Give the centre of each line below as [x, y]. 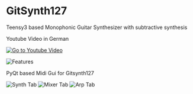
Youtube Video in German [38, 38]
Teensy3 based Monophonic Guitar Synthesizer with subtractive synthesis [97, 27]
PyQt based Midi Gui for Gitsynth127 [50, 73]
